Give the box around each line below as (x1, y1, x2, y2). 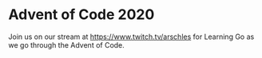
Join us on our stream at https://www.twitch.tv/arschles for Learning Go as (8, 32, 255, 41)
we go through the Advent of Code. (8, 40, 125, 49)
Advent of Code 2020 (8, 6, 155, 24)
